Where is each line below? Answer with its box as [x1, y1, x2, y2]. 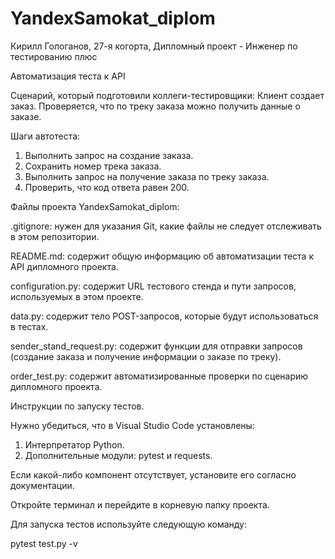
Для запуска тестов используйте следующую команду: [10, 518, 248, 530]
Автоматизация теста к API [10, 70, 126, 82]
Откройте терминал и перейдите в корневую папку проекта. [10, 498, 270, 511]
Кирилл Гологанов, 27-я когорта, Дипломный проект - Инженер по [10, 40, 298, 52]
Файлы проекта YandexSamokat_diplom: [10, 200, 180, 212]
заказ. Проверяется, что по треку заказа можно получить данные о [10, 100, 301, 112]
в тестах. [10, 320, 49, 332]
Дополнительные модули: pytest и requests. [24, 449, 213, 461]
